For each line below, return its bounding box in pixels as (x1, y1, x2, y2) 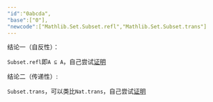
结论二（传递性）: (7, 72, 58, 80)
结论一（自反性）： (7, 43, 59, 51)
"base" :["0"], (7, 17, 49, 24)
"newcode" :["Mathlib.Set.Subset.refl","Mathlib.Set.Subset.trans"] (7, 23, 207, 30)
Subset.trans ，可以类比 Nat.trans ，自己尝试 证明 (7, 87, 146, 96)
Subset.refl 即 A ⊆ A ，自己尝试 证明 (7, 58, 106, 66)
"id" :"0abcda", (7, 10, 52, 17)
